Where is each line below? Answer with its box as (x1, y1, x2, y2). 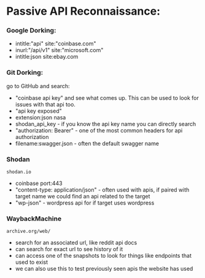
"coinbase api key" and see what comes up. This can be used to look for (15, 94, 199, 102)
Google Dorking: (6, 26, 56, 35)
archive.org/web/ (6, 228, 51, 235)
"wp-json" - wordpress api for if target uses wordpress (15, 199, 155, 206)
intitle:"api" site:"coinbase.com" (15, 40, 96, 47)
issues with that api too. (15, 100, 75, 108)
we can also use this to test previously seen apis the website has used (15, 265, 193, 272)
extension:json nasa (15, 113, 66, 121)
